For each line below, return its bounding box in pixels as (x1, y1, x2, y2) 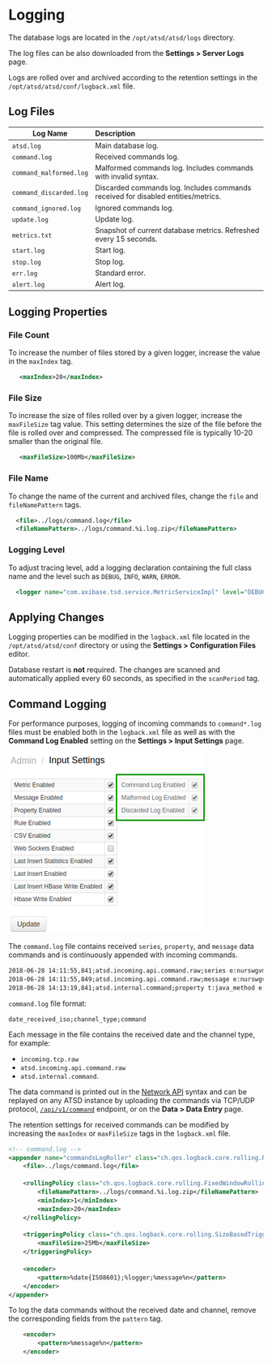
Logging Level (8, 544, 66, 555)
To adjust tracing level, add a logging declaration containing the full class (8, 563, 253, 572)
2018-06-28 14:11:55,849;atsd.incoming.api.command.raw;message (8, 975, 230, 983)
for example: (8, 1037, 51, 1048)
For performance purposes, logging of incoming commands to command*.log (8, 718, 261, 728)
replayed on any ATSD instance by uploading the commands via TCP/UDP (8, 1095, 255, 1105)
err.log (11, 270, 38, 278)
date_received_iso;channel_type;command (8, 1015, 147, 1024)
